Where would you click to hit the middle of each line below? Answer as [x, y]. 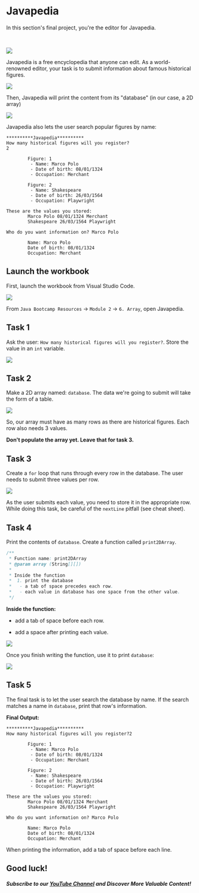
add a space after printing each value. [62, 632]
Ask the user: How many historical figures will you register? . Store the [97, 342]
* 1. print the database [41, 581]
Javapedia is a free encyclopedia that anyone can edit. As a [80, 62]
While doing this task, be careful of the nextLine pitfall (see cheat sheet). [96, 509]
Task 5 [19, 685]
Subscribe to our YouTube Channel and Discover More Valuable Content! [99, 883]
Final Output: [23, 718]
